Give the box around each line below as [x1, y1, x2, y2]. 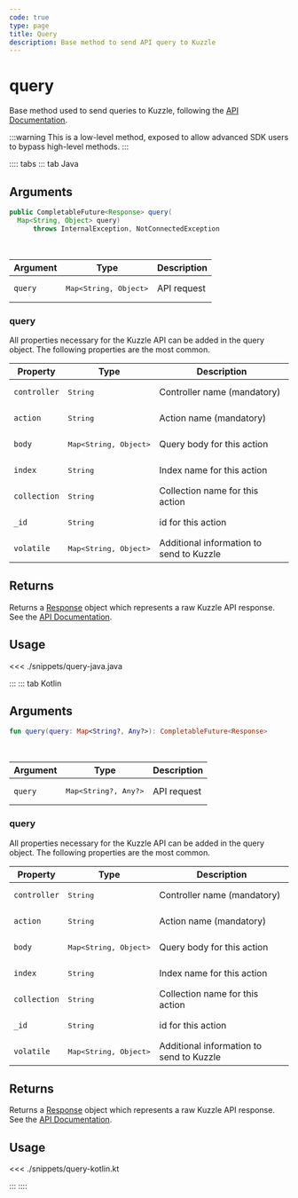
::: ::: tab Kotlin [9, 678, 62, 689]
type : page [9, 21, 50, 30]
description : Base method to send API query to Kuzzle [9, 37, 216, 47]
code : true [9, 12, 50, 22]
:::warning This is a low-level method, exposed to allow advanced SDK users [9, 132, 289, 143]
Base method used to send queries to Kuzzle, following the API [9, 106, 239, 116]
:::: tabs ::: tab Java [9, 159, 79, 169]
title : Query [9, 29, 58, 38]
